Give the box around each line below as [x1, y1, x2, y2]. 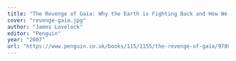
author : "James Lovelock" [7, 23, 83, 30]
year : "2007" [7, 36, 46, 43]
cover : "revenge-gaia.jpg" [7, 17, 86, 24]
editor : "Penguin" [7, 29, 61, 37]
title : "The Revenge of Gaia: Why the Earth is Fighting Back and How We [7, 10, 228, 18]
